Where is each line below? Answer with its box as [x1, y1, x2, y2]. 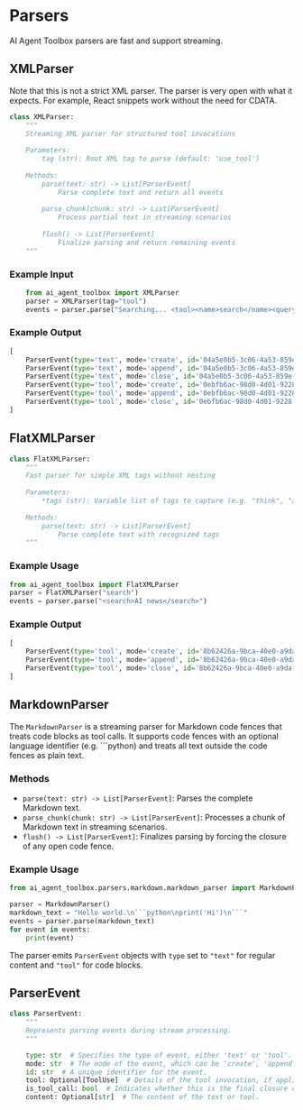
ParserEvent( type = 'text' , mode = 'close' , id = [25, 372, 196, 381]
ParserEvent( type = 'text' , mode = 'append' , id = [25, 363, 200, 372]
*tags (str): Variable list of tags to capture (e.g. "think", [41, 497, 284, 506]
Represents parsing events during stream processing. [25, 1026, 232, 1035]
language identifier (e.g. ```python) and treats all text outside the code [9, 740, 268, 751]
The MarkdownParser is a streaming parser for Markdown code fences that [9, 720, 282, 731]
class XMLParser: [9, 112, 75, 122]
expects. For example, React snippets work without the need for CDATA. [9, 95, 278, 105]
